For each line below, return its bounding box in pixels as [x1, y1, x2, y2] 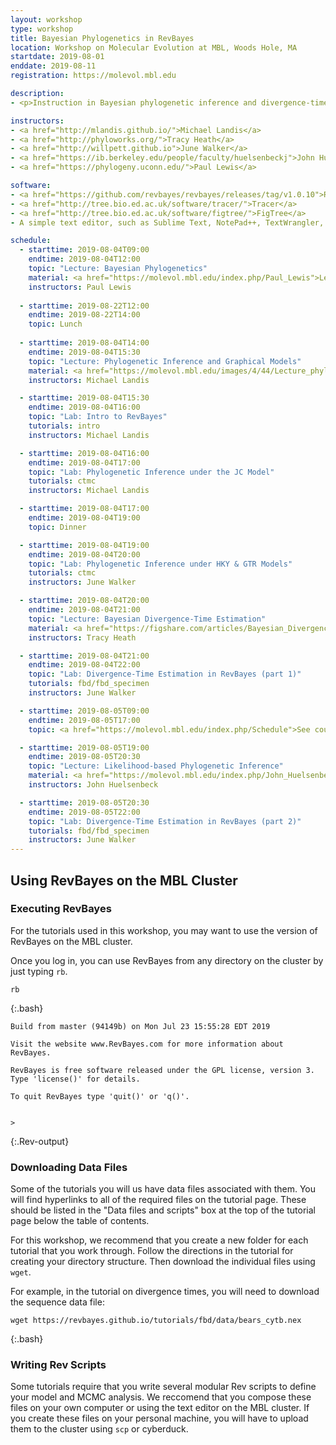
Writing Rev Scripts [10, 1358, 107, 1372]
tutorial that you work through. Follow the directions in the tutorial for [10, 1245, 294, 1257]
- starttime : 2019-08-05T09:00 [19, 706, 150, 716]
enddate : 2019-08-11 [10, 61, 97, 71]
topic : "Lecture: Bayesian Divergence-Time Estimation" [28, 614, 267, 624]
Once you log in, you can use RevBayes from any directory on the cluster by [10, 954, 324, 966]
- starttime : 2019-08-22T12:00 [19, 301, 150, 311]
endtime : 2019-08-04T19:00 [28, 513, 141, 523]
